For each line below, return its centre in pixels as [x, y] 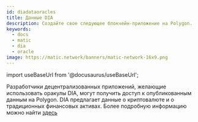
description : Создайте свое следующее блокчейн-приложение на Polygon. [99, 23]
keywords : [19, 29]
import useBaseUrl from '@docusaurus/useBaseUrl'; [72, 74]
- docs [20, 35]
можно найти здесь [32, 112]
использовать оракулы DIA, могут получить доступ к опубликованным [99, 93]
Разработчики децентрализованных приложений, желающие [86, 87]
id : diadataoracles [31, 12]
